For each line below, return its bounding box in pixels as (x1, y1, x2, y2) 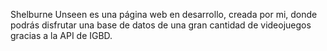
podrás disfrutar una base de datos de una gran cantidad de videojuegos (10, 19, 312, 31)
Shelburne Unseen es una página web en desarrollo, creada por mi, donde (10, 9, 318, 20)
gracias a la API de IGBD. (10, 30, 113, 41)
